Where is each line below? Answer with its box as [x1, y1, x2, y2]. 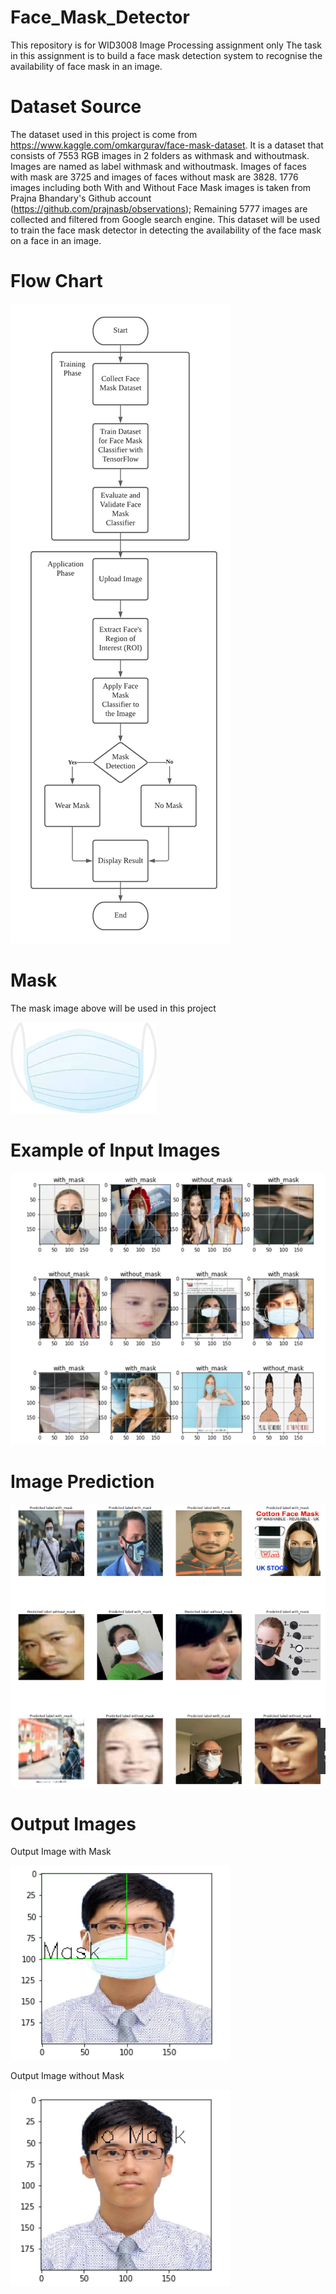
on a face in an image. [10, 234, 102, 246]
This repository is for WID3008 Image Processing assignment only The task [10, 39, 322, 51]
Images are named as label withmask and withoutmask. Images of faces [10, 160, 307, 172]
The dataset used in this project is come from [10, 128, 198, 140]
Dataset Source [10, 96, 142, 118]
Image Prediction [10, 1471, 155, 1493]
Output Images [10, 1812, 137, 1835]
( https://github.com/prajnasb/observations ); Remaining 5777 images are [10, 202, 308, 215]
